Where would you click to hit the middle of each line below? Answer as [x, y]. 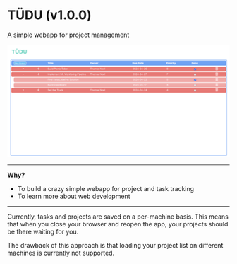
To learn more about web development [74, 196]
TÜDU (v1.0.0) [49, 15]
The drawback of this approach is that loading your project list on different [115, 245]
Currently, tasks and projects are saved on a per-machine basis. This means [118, 217]
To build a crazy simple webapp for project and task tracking [106, 188]
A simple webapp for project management [68, 35]
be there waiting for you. [43, 231]
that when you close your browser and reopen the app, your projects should [118, 224]
